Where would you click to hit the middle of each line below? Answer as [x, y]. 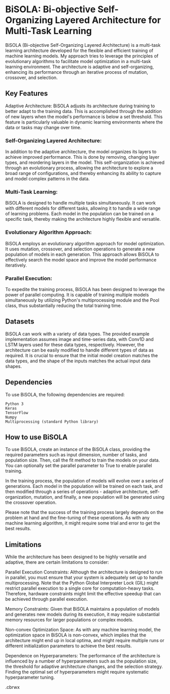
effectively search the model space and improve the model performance [81, 259]
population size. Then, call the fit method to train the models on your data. [82, 460]
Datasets [20, 322]
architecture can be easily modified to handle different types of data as [79, 350]
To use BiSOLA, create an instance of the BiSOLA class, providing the [78, 449]
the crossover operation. [31, 503]
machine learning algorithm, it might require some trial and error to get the [83, 523]
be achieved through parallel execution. [46, 599]
